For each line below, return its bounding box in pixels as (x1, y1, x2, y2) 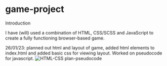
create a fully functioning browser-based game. (5, 35, 105, 41)
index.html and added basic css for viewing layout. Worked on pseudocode (5, 50, 162, 56)
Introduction (5, 20, 31, 26)
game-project (5, 3, 64, 15)
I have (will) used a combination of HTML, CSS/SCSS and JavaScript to (5, 29, 154, 35)
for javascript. (5, 55, 34, 61)
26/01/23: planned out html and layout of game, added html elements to (5, 44, 155, 50)
